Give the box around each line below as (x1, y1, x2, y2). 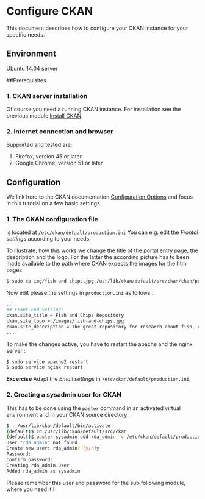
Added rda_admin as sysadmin (6, 468, 81, 474)
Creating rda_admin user (6, 462, 70, 469)
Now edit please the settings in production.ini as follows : (6, 289, 154, 297)
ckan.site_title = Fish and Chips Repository (6, 313, 124, 319)
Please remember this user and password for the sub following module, (6, 479, 186, 486)
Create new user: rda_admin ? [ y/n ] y (6, 445, 99, 451)
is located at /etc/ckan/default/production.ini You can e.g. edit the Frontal (6, 228, 198, 236)
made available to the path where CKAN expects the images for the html (6, 260, 188, 267)
